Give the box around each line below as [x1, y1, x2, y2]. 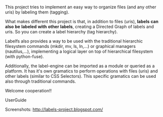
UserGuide [5, 97, 27, 103]
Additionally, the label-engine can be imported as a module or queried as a [5, 63, 155, 69]
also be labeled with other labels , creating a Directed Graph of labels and [5, 24, 154, 29]
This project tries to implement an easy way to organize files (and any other [5, 4, 157, 10]
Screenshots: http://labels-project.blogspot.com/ [5, 106, 103, 112]
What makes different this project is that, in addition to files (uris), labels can [5, 19, 159, 24]
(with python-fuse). [5, 54, 44, 59]
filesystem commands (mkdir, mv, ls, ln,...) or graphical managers [5, 44, 136, 49]
